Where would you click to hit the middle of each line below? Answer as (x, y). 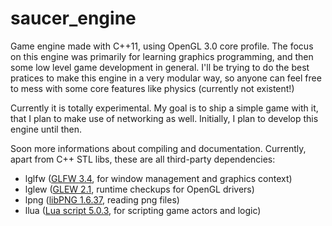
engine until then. (46, 129)
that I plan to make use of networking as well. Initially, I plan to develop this (164, 118)
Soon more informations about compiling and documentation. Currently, (158, 148)
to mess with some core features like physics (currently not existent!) (152, 88)
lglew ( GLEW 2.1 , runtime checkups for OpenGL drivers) (139, 189)
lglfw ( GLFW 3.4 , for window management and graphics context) (158, 178)
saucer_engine (73, 18)
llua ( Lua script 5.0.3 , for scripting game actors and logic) (143, 210)
